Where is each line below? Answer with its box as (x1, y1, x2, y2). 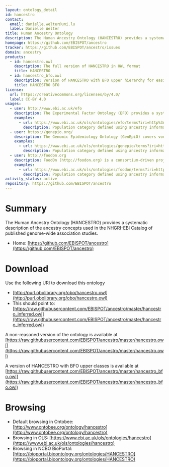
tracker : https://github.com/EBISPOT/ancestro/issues (5, 45, 121, 50)
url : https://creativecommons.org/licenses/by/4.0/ (10, 92, 121, 97)
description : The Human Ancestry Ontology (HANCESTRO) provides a (5, 36, 147, 41)
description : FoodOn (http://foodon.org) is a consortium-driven (14, 158, 154, 163)
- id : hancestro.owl (10, 59, 53, 64)
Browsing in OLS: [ (12, 435, 51, 441)
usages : (5, 101, 22, 107)
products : (5, 54, 26, 60)
